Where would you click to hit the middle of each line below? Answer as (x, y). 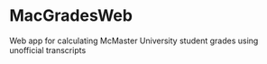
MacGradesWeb (71, 16)
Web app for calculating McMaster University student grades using (134, 41)
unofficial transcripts (48, 50)
